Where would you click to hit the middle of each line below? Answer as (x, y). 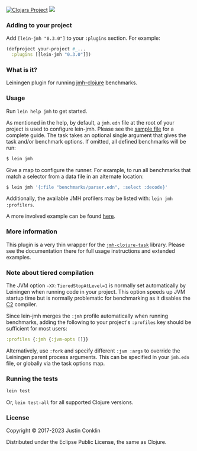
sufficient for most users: (37, 328)
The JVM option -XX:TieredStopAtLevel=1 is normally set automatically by (96, 285)
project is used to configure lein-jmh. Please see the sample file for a (90, 129)
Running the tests (32, 379)
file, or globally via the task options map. (56, 363)
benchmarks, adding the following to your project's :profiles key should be (99, 322)
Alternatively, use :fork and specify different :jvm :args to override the (93, 351)
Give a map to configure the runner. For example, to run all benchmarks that (98, 170)
